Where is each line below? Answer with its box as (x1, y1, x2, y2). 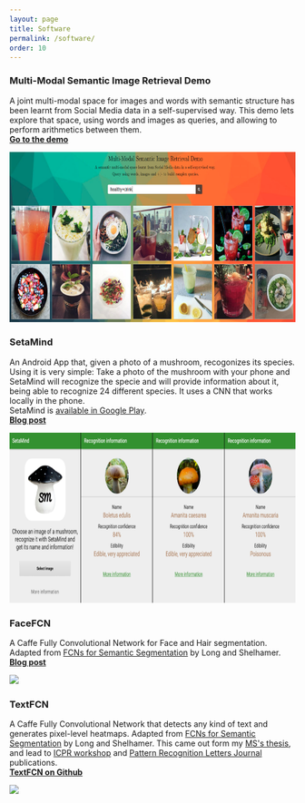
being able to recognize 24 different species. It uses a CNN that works (9, 386, 273, 397)
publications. (9, 758, 58, 769)
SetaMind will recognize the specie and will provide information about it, (9, 376, 280, 387)
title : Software (9, 24, 71, 34)
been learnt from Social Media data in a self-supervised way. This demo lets (9, 104, 295, 115)
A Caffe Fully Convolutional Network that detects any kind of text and (9, 719, 269, 730)
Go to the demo (9, 133, 69, 144)
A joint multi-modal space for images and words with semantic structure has (9, 95, 295, 106)
